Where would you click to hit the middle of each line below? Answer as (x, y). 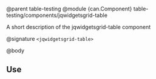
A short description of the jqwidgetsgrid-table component (79, 27)
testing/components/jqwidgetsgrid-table (57, 15)
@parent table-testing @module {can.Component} (69, 9)
